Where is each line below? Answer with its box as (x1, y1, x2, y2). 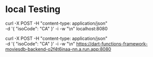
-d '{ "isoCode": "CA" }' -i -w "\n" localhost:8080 (5, 25, 108, 31)
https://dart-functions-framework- (75, 40, 148, 46)
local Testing (5, 4, 61, 15)
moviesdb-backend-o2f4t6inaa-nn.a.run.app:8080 (5, 46, 111, 52)
